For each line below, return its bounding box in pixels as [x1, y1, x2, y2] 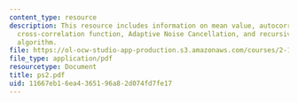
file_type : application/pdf [9, 54, 114, 63]
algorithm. [17, 37, 58, 47]
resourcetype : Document [9, 63, 98, 72]
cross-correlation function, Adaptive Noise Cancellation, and [17, 29, 255, 38]
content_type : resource [9, 12, 98, 22]
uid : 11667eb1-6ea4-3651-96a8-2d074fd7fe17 [9, 79, 173, 88]
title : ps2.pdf [9, 71, 66, 80]
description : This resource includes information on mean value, [9, 21, 255, 30]
